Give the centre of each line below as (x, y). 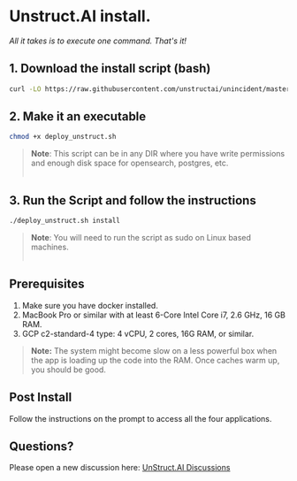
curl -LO (25, 89)
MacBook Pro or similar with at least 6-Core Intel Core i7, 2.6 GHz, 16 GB (153, 315)
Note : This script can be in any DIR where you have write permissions (158, 154)
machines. (49, 247)
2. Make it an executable (78, 117)
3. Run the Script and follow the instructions (133, 200)
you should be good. (68, 370)
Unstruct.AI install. (80, 16)
